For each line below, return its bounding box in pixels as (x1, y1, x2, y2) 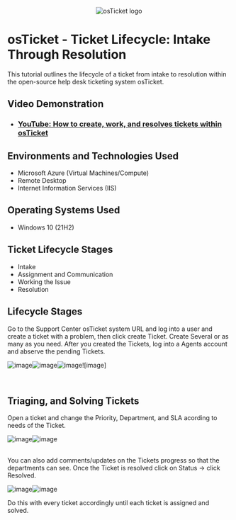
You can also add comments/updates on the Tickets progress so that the (7, 456, 220, 465)
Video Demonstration (7, 98, 104, 110)
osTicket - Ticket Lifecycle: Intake (7, 32, 211, 47)
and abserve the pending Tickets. (7, 347, 106, 356)
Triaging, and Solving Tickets (7, 395, 140, 407)
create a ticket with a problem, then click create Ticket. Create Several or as (7, 332, 229, 340)
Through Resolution (7, 47, 127, 63)
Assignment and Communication (17, 270, 113, 278)
